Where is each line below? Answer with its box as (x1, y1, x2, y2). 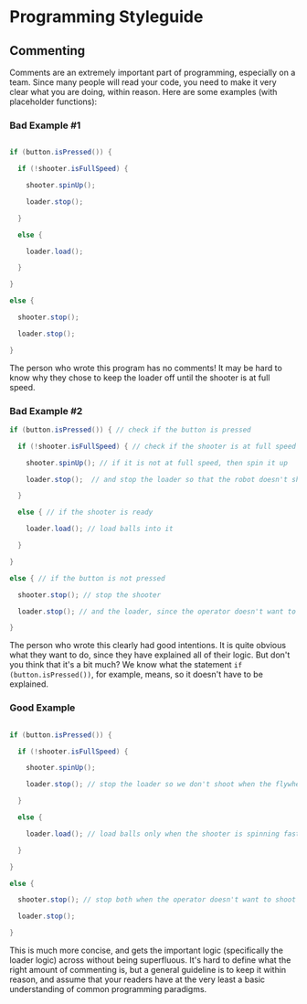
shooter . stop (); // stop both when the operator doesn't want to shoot (17, 895, 297, 904)
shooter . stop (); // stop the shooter (17, 590, 162, 600)
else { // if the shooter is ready (17, 507, 153, 518)
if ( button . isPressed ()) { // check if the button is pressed (9, 425, 251, 434)
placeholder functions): (9, 96, 98, 107)
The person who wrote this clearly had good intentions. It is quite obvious (9, 640, 286, 651)
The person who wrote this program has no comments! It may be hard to (9, 362, 283, 373)
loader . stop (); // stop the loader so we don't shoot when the (26, 780, 272, 789)
